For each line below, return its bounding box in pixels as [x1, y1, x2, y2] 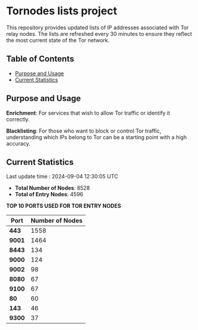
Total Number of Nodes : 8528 [14, 184, 90, 192]
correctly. [6, 115, 30, 123]
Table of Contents [6, 54, 75, 64]
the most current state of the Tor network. [6, 36, 109, 44]
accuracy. [6, 140, 31, 147]
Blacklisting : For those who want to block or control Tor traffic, [6, 127, 162, 134]
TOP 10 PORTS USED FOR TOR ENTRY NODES [6, 202, 121, 209]
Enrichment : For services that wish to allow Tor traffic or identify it [6, 109, 170, 116]
